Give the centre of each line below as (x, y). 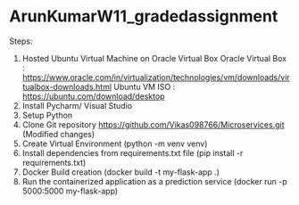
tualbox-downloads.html (67, 86)
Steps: (21, 41)
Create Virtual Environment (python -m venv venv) (115, 143)
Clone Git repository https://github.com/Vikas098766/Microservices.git (153, 124)
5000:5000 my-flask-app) (70, 191)
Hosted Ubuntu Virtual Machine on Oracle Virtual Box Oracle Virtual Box (154, 58)
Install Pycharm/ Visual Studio (77, 105)
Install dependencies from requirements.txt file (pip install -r (133, 152)
